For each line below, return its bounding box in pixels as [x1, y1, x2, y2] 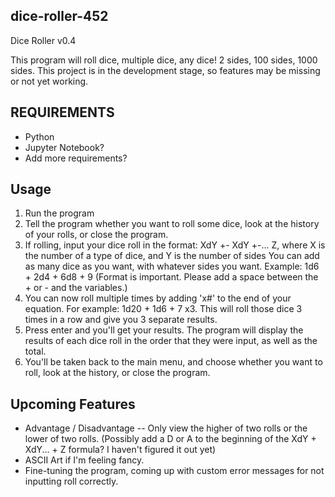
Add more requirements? [24, 152, 128, 164]
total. [24, 345, 47, 358]
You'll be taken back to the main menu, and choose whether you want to [24, 356, 323, 368]
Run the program [24, 207, 95, 219]
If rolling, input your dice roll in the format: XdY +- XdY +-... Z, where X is [24, 239, 326, 251]
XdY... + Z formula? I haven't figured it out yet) [24, 444, 217, 456]
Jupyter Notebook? [24, 141, 105, 153]
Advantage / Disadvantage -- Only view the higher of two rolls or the [24, 422, 308, 434]
